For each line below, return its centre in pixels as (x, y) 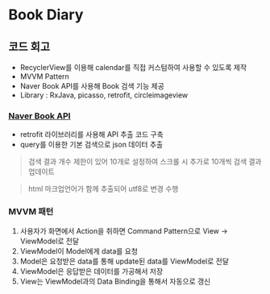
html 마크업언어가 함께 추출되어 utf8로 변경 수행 (103, 189)
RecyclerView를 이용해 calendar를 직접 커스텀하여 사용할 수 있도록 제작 (133, 67)
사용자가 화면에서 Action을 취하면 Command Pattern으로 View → (124, 230)
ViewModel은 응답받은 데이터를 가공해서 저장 (91, 271)
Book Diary (46, 15)
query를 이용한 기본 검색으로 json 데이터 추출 (91, 145)
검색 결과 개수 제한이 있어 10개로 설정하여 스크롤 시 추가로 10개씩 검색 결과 (145, 162)
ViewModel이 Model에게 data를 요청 (79, 251)
